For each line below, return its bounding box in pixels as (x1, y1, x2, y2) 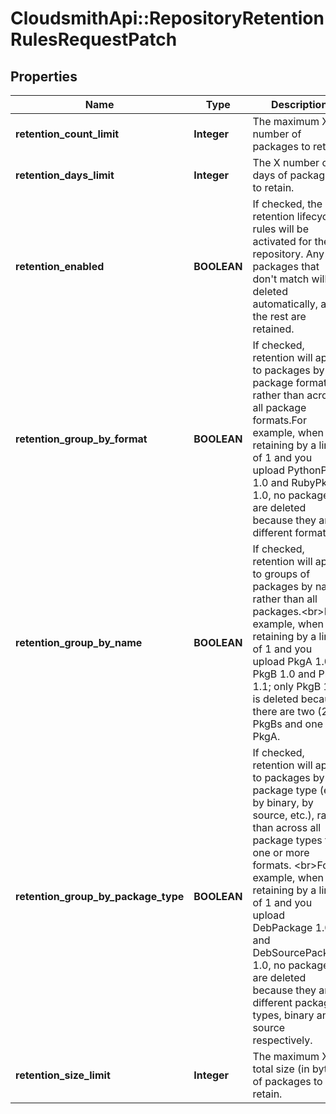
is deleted (252, 692, 299, 706)
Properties (10, 68, 78, 85)
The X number (252, 156, 320, 169)
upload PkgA (252, 655, 313, 668)
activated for (252, 235, 313, 248)
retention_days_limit (15, 168, 115, 182)
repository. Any (252, 247, 325, 261)
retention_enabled (15, 260, 105, 273)
